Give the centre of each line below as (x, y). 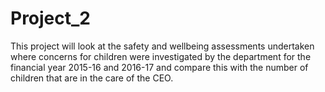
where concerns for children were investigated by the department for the (161, 56)
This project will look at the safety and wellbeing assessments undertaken (162, 46)
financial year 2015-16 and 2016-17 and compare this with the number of (159, 67)
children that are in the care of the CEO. (92, 78)
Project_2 (50, 18)
